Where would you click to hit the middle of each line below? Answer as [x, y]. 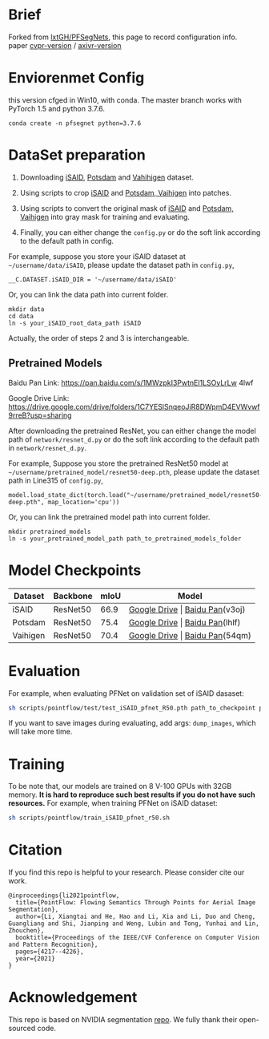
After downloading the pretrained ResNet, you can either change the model [132, 431]
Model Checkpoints [75, 570]
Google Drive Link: [39, 398]
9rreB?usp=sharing [40, 415]
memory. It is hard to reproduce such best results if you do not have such [132, 794]
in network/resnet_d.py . [47, 447]
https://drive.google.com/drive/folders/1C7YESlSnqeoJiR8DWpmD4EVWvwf [134, 406]
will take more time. [40, 732]
